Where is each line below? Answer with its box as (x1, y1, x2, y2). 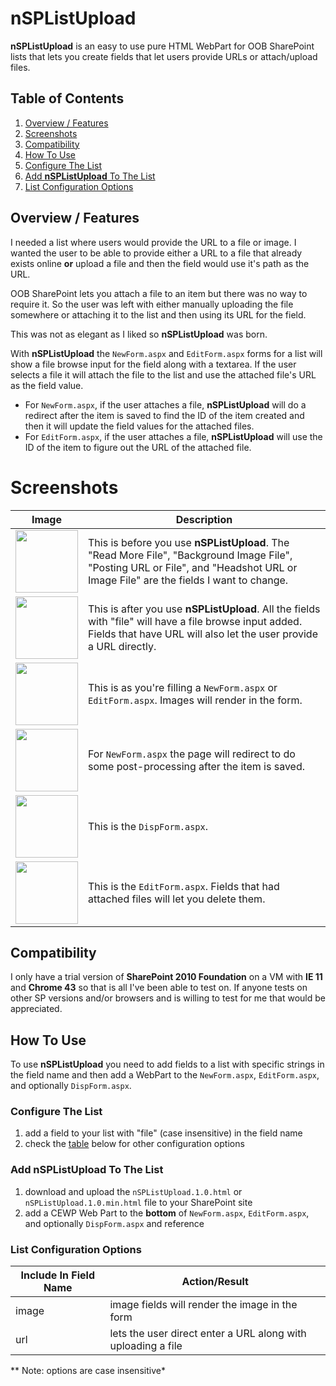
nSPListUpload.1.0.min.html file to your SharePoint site (24, 1196, 253, 1208)
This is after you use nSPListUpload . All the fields (88, 602, 321, 616)
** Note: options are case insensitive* (10, 1365, 166, 1377)
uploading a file (109, 1339, 183, 1353)
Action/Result (181, 1275, 249, 1289)
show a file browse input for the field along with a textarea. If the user (10, 358, 297, 370)
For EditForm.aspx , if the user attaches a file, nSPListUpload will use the (24, 430, 323, 442)
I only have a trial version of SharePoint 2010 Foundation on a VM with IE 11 (10, 971, 323, 983)
